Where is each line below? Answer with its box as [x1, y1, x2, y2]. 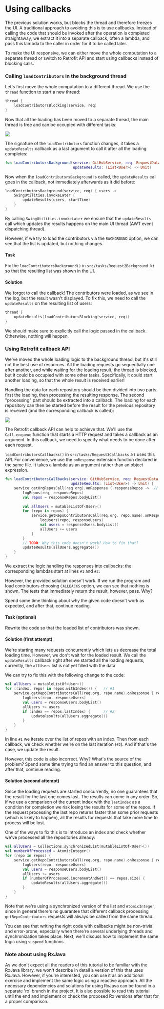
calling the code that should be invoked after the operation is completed [5, 30, 150, 36]
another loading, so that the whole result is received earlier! [5, 378, 125, 383]
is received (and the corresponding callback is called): [5, 408, 115, 414]
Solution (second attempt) [5, 778, 60, 783]
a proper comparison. [5, 999, 49, 1005]
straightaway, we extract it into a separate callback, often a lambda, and [5, 35, 150, 41]
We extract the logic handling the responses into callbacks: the [5, 563, 132, 569]
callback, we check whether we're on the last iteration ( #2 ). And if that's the [5, 741, 157, 747]
